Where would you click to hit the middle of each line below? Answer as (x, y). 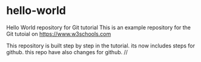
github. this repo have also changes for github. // (67, 52)
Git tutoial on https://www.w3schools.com (59, 33)
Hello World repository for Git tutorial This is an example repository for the (99, 27)
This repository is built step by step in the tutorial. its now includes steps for (101, 46)
